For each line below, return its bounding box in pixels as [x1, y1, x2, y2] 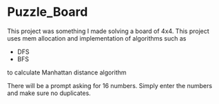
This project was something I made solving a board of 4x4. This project [7, 27, 210, 35]
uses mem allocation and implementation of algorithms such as [7, 34, 187, 42]
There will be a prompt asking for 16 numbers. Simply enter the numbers [7, 81, 212, 90]
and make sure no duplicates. [7, 89, 91, 97]
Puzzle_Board [7, 4, 88, 20]
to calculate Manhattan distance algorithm [7, 68, 127, 76]
